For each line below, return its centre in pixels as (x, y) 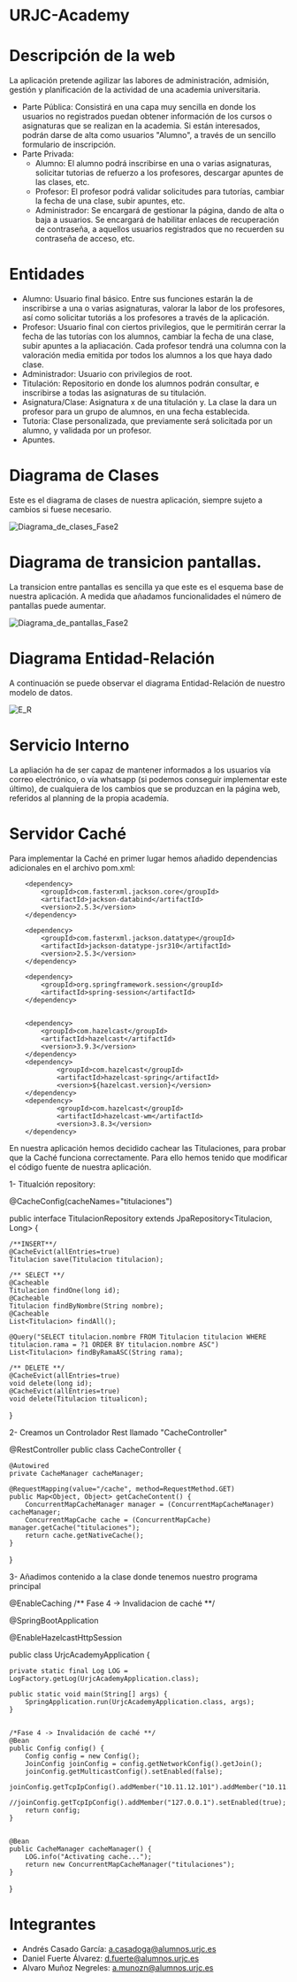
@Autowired (29, 1465)
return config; (53, 1810)
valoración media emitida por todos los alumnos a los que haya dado (147, 356)
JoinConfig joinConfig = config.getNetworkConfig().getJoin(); (144, 1763)
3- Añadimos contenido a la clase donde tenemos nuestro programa (133, 1577)
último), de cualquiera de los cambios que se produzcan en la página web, (145, 788)
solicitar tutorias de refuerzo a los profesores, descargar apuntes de (160, 173)
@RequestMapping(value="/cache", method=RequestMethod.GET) (122, 1489)
